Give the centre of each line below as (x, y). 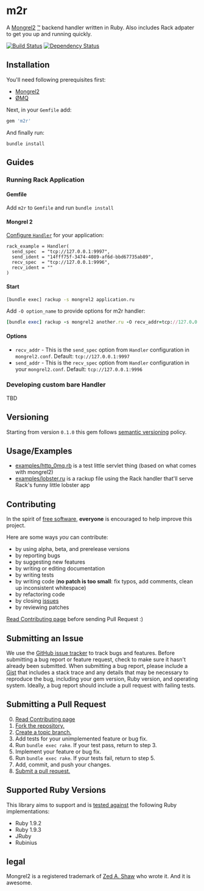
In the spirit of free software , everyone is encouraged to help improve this (99, 519)
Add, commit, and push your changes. (63, 764)
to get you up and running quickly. (49, 34)
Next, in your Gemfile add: (39, 110)
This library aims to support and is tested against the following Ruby (92, 804)
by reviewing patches (42, 608)
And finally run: (25, 132)
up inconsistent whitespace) (51, 588)
